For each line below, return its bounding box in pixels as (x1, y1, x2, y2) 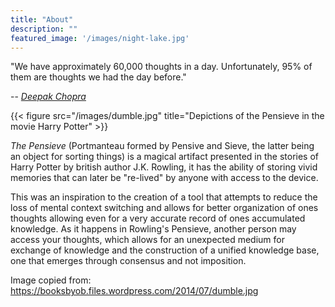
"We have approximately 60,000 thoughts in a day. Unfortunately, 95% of (10, 61, 313, 73)
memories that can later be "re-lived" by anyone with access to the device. (10, 172, 319, 184)
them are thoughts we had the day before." (10, 71, 187, 83)
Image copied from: (10, 274, 92, 286)
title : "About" (10, 14, 74, 25)
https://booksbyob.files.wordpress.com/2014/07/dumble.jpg (10, 285, 259, 297)
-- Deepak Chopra (10, 91, 87, 103)
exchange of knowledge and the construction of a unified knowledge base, (10, 244, 320, 256)
